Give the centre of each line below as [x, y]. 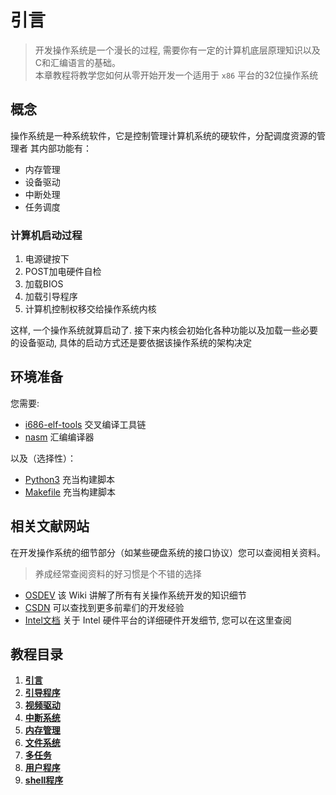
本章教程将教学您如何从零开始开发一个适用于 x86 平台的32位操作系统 [176, 75]
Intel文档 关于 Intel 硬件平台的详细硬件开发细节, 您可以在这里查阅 [158, 620]
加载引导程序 [51, 297]
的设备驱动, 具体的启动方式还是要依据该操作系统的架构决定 [131, 343]
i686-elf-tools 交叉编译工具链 [85, 424]
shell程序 [44, 780]
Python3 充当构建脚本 [69, 479]
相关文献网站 [50, 526]
